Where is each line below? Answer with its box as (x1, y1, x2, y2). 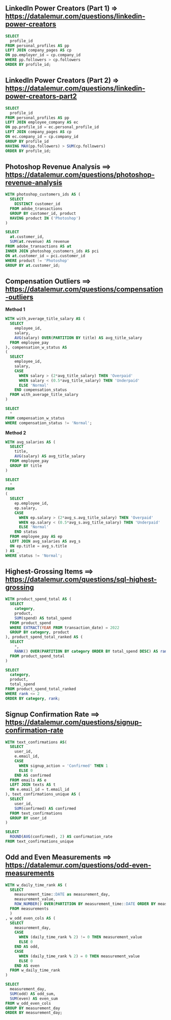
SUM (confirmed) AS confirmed (14, 806, 76, 811)
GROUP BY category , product (10, 630, 70, 635)
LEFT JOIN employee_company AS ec (5, 120, 79, 125)
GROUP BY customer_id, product (10, 211, 76, 216)
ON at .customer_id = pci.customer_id (5, 253, 85, 258)
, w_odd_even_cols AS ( (5, 915, 56, 921)
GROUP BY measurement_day (5, 1005, 60, 1011)
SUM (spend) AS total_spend (14, 615, 72, 620)
